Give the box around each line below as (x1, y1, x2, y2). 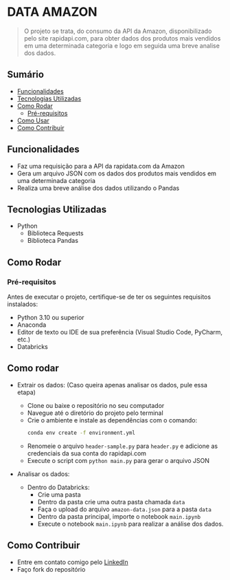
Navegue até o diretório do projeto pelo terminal (27, 409, 163, 417)
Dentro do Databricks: (27, 483, 90, 491)
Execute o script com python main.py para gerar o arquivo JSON (27, 456, 210, 464)
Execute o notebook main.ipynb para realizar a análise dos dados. (37, 519, 224, 528)
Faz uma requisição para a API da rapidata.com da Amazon (16, 162, 185, 170)
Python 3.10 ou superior (16, 314, 84, 322)
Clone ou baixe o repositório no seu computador (27, 401, 165, 409)
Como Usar (16, 116, 49, 125)
